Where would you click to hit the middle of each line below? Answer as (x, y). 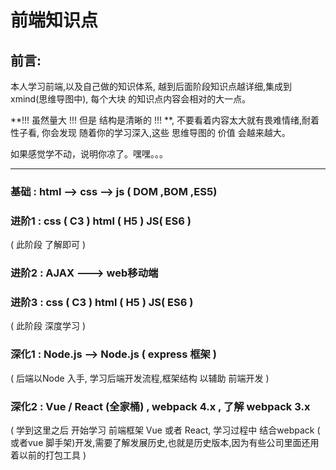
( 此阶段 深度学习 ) (48, 326)
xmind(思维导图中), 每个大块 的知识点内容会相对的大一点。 (131, 99)
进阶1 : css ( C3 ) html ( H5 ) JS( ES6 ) (101, 221)
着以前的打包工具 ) (48, 455)
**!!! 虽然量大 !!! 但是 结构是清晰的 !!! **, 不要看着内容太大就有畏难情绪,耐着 (165, 120)
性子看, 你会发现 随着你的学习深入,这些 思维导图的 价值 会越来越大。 (150, 132)
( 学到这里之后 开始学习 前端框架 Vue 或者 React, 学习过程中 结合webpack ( (165, 430)
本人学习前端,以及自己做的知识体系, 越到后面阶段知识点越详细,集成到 (151, 86)
